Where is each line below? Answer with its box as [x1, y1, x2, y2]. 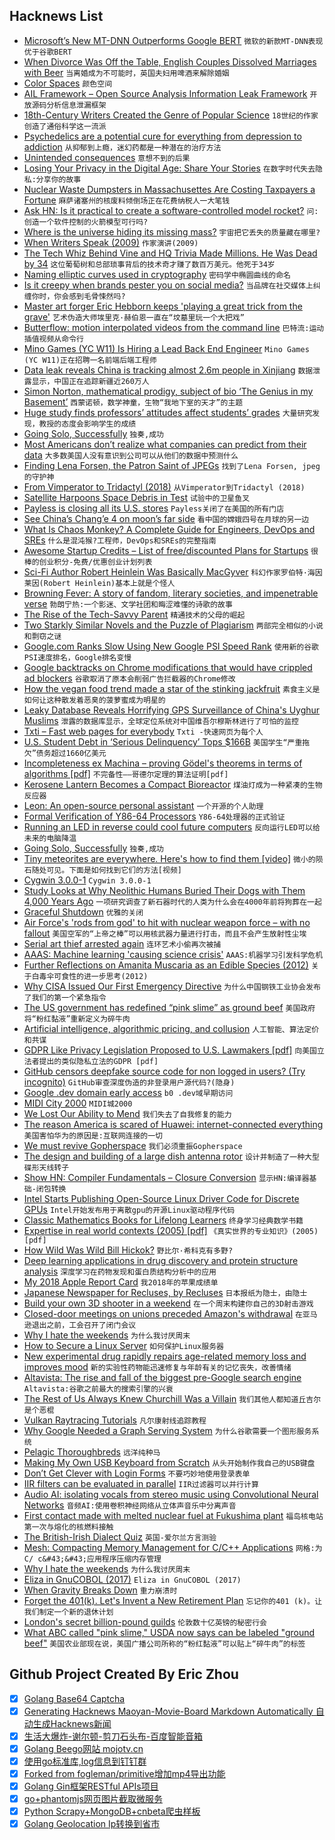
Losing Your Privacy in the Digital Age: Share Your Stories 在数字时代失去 [23, 162, 316, 174]
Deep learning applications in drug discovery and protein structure [23, 1254, 299, 1266]
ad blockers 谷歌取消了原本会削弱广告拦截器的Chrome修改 [23, 672, 236, 684]
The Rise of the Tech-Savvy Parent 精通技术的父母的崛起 [23, 608, 246, 620]
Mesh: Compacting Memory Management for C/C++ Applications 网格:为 [23, 1541, 323, 1553]
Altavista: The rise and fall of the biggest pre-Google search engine [23, 1371, 302, 1383]
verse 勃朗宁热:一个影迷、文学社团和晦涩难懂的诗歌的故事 [23, 597, 233, 609]
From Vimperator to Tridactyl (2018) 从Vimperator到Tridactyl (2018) [23, 480, 306, 493]
